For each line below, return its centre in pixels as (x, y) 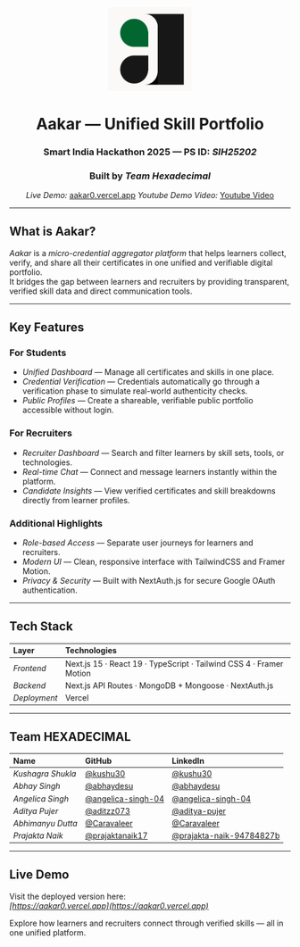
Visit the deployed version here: (68, 896)
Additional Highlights (56, 523)
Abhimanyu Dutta (45, 824)
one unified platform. (48, 932)
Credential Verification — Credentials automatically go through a (141, 382)
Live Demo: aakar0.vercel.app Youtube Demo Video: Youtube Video (150, 195)
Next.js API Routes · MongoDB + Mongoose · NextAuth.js (170, 685)
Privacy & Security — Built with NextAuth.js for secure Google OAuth (149, 581)
